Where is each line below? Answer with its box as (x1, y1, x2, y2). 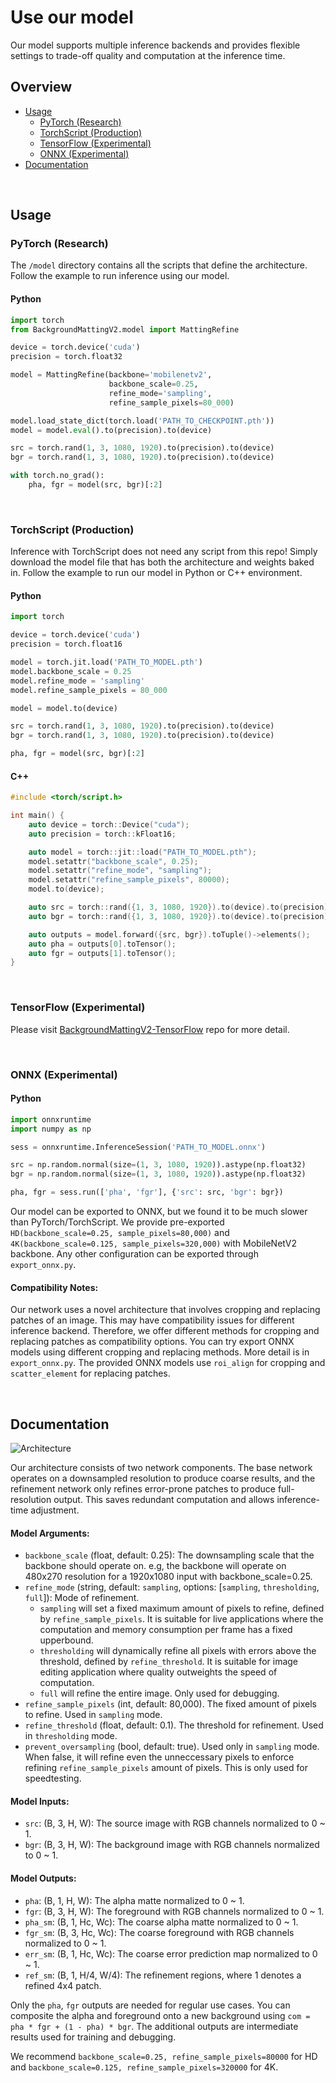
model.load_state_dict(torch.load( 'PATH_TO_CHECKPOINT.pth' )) (10, 416, 275, 426)
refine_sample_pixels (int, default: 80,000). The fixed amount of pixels (24, 1698, 317, 1710)
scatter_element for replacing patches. (10, 1367, 171, 1380)
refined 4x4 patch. (24, 1979, 102, 1991)
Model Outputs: (10, 1872, 77, 1885)
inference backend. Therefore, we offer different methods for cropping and (10, 1325, 320, 1337)
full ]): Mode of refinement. (24, 1592, 140, 1604)
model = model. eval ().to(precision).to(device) (10, 425, 213, 435)
